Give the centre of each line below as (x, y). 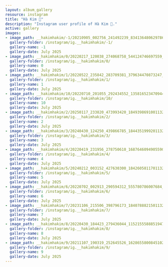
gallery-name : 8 (26, 233)
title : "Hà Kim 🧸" (24, 19)
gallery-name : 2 (26, 121)
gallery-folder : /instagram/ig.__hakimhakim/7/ (60, 210)
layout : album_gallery (29, 10)
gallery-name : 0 (26, 66)
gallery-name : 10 (28, 103)
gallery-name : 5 (26, 178)
